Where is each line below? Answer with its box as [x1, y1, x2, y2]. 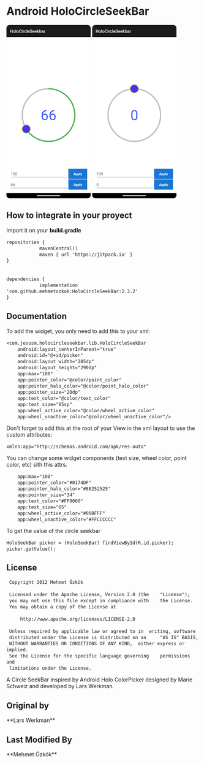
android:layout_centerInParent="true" [17, 346, 116, 352]
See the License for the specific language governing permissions [9, 653, 191, 659]
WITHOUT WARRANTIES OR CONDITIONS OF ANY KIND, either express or [9, 641, 185, 647]
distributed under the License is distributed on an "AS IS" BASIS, [9, 635, 199, 641]
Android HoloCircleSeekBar [6, 4, 149, 18]
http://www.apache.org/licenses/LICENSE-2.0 [20, 616, 136, 623]
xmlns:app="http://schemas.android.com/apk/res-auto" [6, 443, 147, 450]
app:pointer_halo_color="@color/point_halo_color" [17, 383, 149, 389]
